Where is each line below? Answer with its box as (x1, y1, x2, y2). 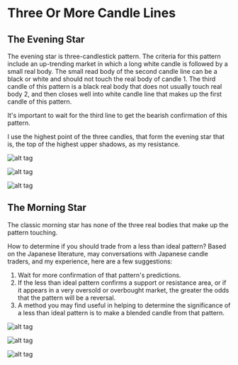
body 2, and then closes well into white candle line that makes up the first (7, 90, 222, 98)
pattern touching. (7, 228, 58, 236)
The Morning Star (7, 202, 87, 214)
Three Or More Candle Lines (7, 5, 176, 21)
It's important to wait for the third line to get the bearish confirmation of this (7, 111, 228, 119)
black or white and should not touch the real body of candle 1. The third (7, 75, 216, 83)
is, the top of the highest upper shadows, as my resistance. (7, 140, 181, 148)
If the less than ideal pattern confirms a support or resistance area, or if (17, 278, 227, 287)
